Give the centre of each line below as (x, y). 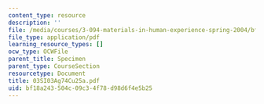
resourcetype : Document (47, 74)
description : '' (35, 23)
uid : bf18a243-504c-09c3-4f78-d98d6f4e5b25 (81, 88)
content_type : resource (47, 15)
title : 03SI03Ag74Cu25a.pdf (54, 81)
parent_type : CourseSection (54, 66)
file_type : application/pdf (54, 37)
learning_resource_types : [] (56, 45)
